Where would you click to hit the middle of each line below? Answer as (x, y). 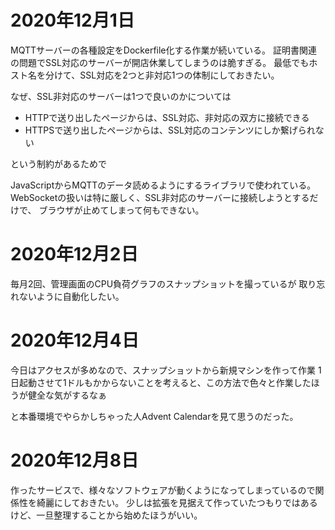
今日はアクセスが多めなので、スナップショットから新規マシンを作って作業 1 (166, 370)
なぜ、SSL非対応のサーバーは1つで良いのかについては (121, 96)
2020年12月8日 (74, 460)
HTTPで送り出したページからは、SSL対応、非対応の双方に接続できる (167, 117)
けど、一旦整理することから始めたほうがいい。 (106, 515)
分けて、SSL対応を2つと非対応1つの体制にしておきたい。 (162, 75)
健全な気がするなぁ (67, 395)
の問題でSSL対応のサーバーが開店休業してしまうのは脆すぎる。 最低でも (160, 62)
